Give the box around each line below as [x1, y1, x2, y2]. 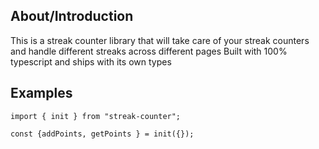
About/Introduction [10, 8, 134, 25]
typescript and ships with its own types [10, 55, 172, 68]
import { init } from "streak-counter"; [10, 111, 182, 121]
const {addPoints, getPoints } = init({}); [10, 129, 195, 139]
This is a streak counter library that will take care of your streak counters [10, 34, 310, 46]
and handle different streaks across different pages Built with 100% [10, 45, 288, 57]
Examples [10, 85, 73, 102]
